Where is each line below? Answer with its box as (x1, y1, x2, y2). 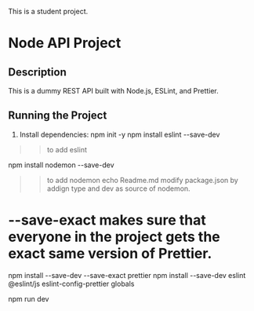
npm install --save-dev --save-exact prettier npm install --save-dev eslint (8, 270, 246, 280)
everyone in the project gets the (8, 228, 221, 246)
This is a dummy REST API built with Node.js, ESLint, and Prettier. (8, 86, 220, 95)
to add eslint (46, 145, 88, 154)
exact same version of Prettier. (8, 245, 212, 262)
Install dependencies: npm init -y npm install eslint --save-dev (19, 130, 220, 139)
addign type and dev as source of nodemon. (46, 184, 190, 193)
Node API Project (8, 35, 122, 52)
